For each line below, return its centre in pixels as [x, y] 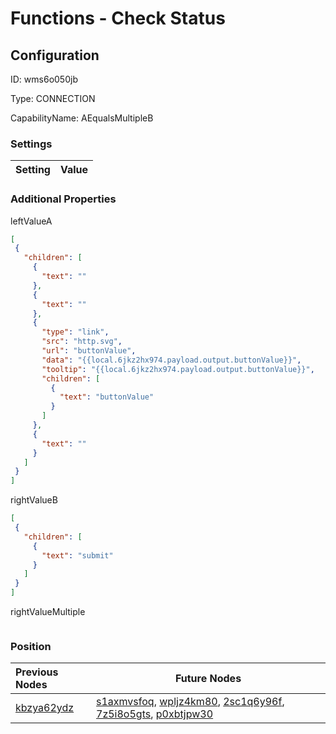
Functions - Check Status [118, 18]
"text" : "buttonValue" [107, 397]
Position [31, 647]
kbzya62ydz [45, 708]
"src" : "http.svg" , [82, 342]
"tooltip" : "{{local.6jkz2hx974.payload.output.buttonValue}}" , [178, 369]
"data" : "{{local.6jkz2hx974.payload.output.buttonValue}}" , [171, 360]
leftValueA [31, 221]
